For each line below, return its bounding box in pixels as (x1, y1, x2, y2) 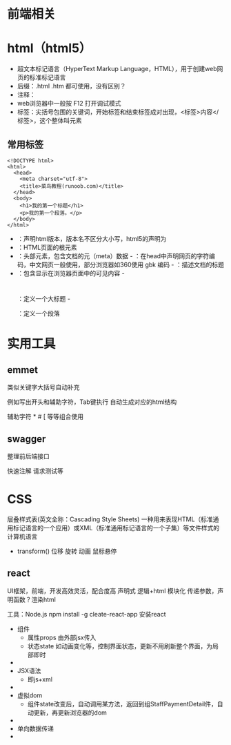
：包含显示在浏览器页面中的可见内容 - (17, 269, 125, 277)
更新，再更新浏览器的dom (33, 708, 107, 717)
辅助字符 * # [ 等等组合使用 (7, 412, 84, 421)
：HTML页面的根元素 (17, 243, 77, 251)
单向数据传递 (17, 724, 54, 733)
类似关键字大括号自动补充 (7, 383, 80, 391)
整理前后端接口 (7, 452, 50, 460)
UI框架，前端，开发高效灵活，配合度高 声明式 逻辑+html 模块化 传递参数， (7, 586, 218, 594)
